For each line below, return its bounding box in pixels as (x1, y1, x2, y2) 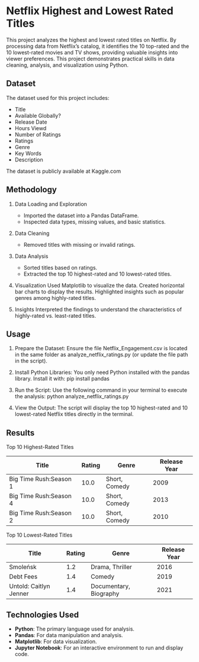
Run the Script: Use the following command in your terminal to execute (14, 386, 188, 394)
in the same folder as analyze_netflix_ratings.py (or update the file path (14, 351, 188, 359)
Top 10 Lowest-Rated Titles (6, 531, 73, 539)
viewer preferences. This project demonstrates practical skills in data (6, 55, 175, 62)
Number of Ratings (14, 131, 61, 138)
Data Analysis (14, 253, 49, 260)
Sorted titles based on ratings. (23, 264, 98, 271)
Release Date (14, 118, 47, 125)
